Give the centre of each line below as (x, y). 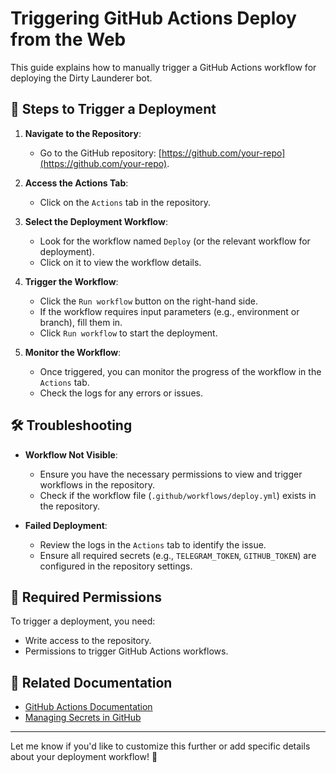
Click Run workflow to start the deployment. (128, 333)
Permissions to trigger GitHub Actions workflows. (126, 651)
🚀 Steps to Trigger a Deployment (113, 109)
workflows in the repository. (97, 484)
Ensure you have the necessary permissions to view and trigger (171, 474)
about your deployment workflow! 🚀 (84, 757)
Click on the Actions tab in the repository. (125, 202)
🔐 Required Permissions (86, 597)
